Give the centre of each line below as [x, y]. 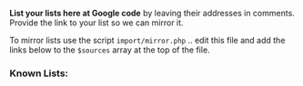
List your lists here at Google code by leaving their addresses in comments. [152, 13]
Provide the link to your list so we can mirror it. [96, 23]
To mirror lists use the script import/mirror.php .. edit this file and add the [147, 40]
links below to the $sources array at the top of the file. [110, 50]
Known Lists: [39, 73]
